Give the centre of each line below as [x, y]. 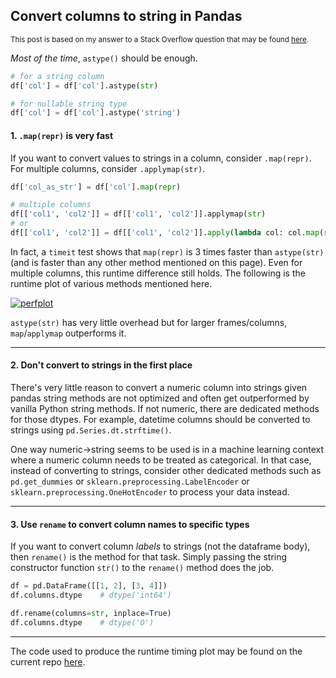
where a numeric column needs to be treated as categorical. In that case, [161, 460]
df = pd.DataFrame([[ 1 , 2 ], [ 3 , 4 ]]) [89, 586]
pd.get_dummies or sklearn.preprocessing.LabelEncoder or [130, 481]
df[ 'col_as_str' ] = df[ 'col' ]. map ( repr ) [96, 187]
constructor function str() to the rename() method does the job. [142, 568]
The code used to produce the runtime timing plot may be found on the [156, 651]
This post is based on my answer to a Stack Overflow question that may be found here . [160, 39]
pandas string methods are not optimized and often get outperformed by [160, 398]
